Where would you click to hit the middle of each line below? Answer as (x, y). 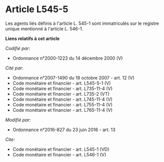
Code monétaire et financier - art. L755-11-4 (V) (62, 104)
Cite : (10, 139)
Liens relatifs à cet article (32, 38)
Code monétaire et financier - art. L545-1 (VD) (61, 149)
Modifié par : (18, 119)
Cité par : (14, 68)
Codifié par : (18, 48)
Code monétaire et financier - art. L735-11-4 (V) (62, 88)
